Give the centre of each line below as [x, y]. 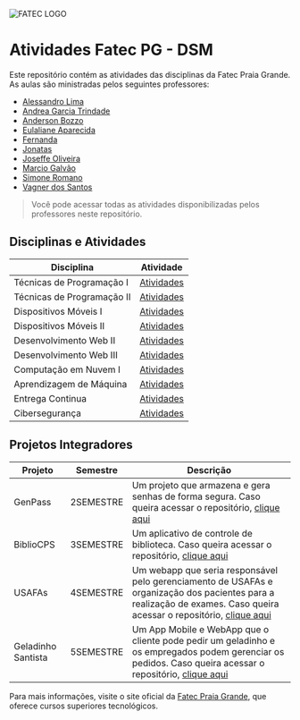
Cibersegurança [48, 413]
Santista [31, 657]
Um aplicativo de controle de [192, 533]
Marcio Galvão [49, 168]
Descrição [209, 470]
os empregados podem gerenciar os [208, 651]
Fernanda [40, 140]
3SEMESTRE [96, 544]
